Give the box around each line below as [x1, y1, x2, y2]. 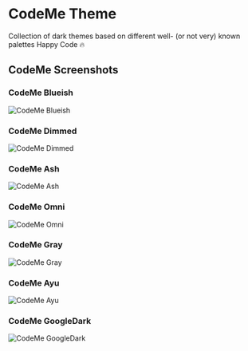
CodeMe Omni [8, 201, 65, 212]
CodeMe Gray [8, 239, 63, 250]
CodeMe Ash [8, 163, 60, 174]
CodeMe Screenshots [8, 63, 119, 77]
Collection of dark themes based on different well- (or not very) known [8, 31, 241, 41]
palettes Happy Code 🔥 [8, 39, 85, 49]
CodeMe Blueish [8, 87, 74, 98]
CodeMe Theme [8, 5, 117, 23]
